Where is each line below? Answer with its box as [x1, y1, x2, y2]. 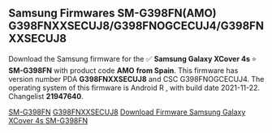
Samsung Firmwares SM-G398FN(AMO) [8, 6, 217, 20]
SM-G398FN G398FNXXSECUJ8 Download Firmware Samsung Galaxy [8, 107, 246, 117]
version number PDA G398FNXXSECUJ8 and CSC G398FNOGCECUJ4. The [8, 74, 265, 84]
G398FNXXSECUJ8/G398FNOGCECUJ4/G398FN [8, 19, 264, 33]
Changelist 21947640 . [8, 91, 84, 101]
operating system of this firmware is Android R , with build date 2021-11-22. [8, 83, 261, 92]
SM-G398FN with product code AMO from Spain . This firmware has [8, 65, 239, 75]
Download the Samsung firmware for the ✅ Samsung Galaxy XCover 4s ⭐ [8, 54, 257, 63]
